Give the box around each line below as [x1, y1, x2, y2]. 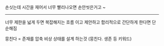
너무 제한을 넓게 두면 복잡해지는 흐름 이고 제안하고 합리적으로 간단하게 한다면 [5, 19, 151, 25]
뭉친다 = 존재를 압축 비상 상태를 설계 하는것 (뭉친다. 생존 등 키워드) [5, 36, 132, 42]
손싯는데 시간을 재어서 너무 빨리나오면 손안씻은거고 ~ [5, 4, 106, 10]
